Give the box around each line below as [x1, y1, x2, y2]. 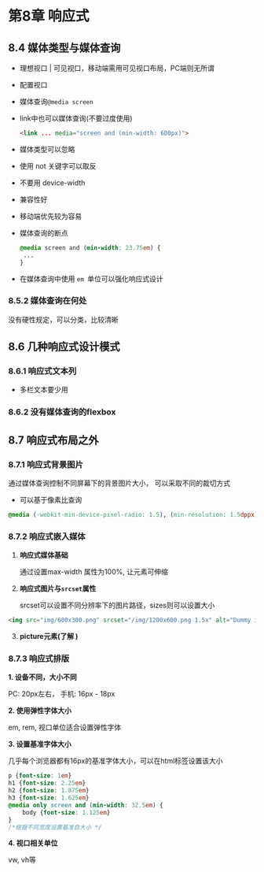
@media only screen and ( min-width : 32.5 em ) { [8, 801, 163, 809]
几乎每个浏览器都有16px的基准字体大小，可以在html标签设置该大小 [8, 756, 223, 766]
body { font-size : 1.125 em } [22, 808, 111, 816]
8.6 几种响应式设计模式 [8, 340, 120, 354]
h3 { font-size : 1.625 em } [8, 794, 90, 802]
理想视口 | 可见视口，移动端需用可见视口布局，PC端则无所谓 [19, 64, 214, 72]
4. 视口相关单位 [8, 838, 58, 848]
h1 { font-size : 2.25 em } [8, 779, 86, 788]
